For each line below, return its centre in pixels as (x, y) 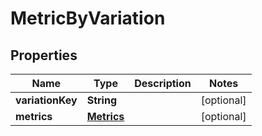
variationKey (46, 100)
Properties (44, 55)
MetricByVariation (88, 18)
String (101, 100)
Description (163, 83)
